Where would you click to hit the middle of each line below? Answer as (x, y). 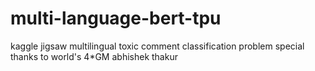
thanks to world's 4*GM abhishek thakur (94, 56)
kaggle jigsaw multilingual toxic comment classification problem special (157, 46)
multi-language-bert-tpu (116, 18)
